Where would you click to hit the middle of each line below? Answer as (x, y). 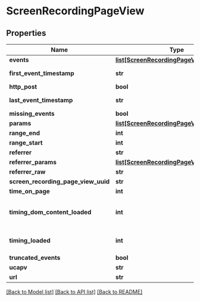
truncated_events (35, 258)
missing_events (32, 113)
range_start (26, 143)
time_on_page (30, 191)
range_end (25, 133)
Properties (26, 33)
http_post (23, 87)
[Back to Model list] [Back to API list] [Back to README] (74, 292)
